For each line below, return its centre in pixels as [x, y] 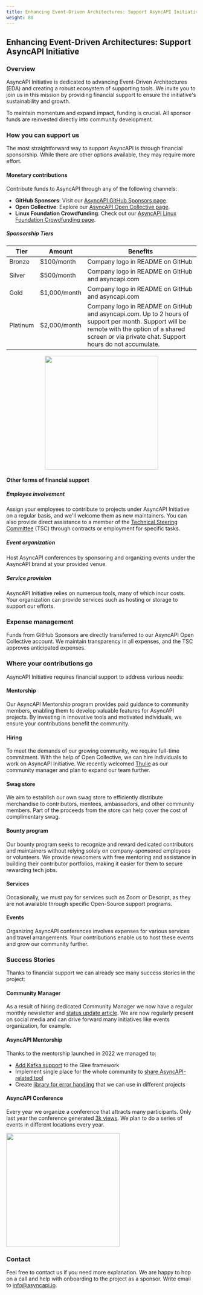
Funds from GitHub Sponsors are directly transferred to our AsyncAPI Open [100, 635]
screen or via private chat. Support [137, 336]
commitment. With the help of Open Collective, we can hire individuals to [97, 757]
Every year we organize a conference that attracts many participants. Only [99, 1111]
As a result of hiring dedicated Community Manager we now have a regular [100, 1007]
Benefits [140, 251]
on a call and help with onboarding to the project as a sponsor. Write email [99, 1279]
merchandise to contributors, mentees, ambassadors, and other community [100, 804]
